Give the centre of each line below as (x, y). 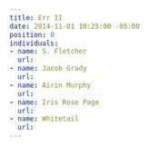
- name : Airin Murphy (50, 85)
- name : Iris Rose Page (55, 102)
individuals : (34, 43)
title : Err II (36, 18)
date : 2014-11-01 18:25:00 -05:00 (75, 26)
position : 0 (32, 34)
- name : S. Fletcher (49, 52)
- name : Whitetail (44, 119)
